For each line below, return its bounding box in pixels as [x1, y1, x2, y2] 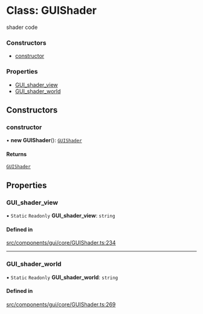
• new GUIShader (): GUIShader [6, 137, 83, 144]
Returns [6, 150, 27, 157]
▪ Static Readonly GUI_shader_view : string [6, 212, 115, 219]
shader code [6, 24, 38, 31]
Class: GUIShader [6, 4, 97, 17]
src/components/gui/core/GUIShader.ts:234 [6, 239, 116, 246]
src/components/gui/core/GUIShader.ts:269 [6, 301, 116, 308]
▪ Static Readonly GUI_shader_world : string [6, 274, 118, 281]
